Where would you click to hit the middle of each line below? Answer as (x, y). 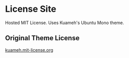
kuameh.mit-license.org (29, 50)
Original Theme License (42, 38)
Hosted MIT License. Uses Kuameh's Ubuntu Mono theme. (65, 23)
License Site (31, 9)
